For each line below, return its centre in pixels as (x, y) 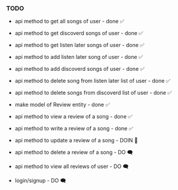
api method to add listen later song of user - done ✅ (79, 57)
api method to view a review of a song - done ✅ (73, 117)
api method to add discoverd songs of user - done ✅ (80, 69)
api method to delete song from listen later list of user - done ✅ (93, 81)
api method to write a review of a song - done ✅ (74, 129)
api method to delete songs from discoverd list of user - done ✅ (93, 93)
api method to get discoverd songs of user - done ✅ (79, 33)
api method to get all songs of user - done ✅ (70, 21)
